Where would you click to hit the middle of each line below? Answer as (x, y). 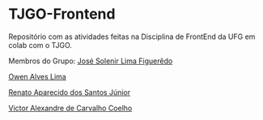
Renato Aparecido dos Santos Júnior (70, 92)
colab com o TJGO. (40, 45)
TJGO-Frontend (62, 14)
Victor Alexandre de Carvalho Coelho (70, 108)
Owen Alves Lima (37, 76)
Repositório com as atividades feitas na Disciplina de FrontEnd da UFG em (132, 36)
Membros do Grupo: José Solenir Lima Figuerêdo (91, 61)
